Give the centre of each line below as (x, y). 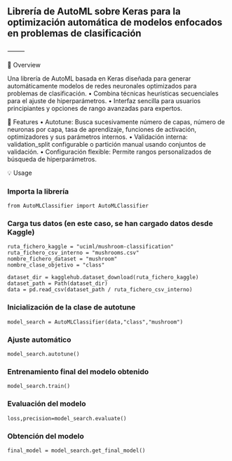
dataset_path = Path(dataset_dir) (58, 283)
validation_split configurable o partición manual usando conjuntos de (107, 144)
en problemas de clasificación (74, 33)
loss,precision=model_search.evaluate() (67, 418)
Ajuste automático (39, 340)
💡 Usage (20, 173)
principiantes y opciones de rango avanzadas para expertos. (95, 108)
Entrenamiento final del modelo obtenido (78, 371)
